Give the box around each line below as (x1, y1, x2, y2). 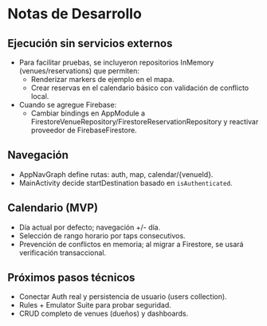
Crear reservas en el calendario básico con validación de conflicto (30, 83, 249, 92)
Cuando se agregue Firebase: (18, 100, 117, 109)
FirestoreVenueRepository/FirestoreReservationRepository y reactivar (30, 117, 259, 126)
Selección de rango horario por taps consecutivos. (18, 230, 186, 240)
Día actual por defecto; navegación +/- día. (18, 222, 161, 232)
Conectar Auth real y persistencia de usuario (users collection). (18, 292, 228, 301)
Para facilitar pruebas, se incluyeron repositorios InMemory (18, 57, 214, 67)
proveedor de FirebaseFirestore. (30, 125, 137, 135)
